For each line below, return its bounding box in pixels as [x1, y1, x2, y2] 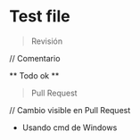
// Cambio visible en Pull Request [9, 104, 131, 115]
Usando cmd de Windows [21, 122, 118, 133]
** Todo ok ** [9, 70, 60, 81]
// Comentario [9, 53, 61, 63]
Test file [9, 6, 70, 27]
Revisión [30, 36, 63, 46]
